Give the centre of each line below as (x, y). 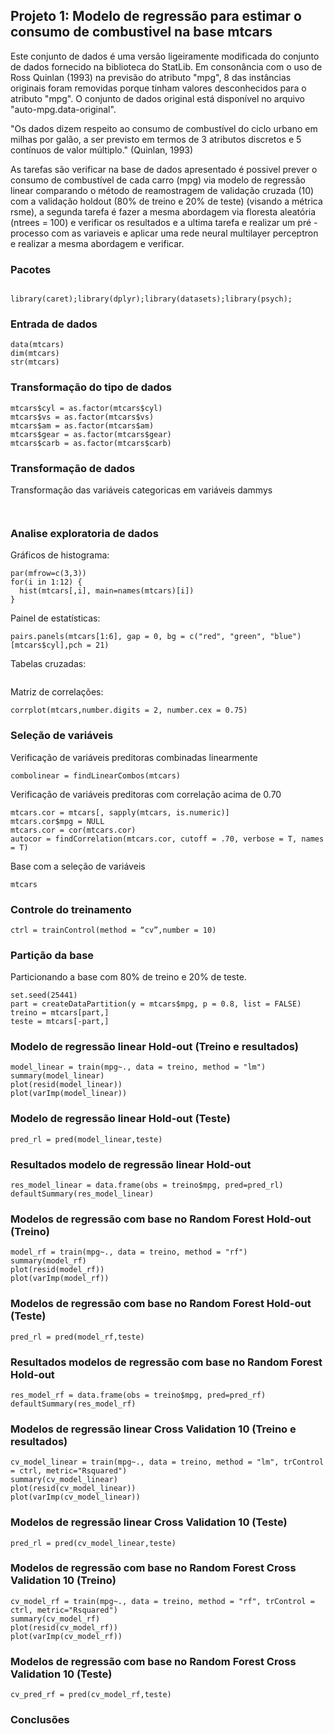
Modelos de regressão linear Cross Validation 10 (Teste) (149, 1522)
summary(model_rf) (48, 1261)
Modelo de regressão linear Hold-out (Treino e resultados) (154, 1047)
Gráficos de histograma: (60, 555)
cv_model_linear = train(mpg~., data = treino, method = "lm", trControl (167, 1462)
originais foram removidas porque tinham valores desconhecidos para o (158, 88)
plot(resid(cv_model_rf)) (64, 1627)
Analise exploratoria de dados (84, 533)
